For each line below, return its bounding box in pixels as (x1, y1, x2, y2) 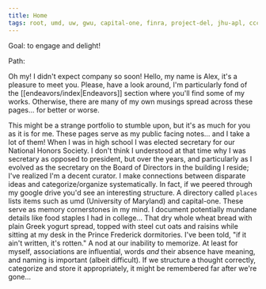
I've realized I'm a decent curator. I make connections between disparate (8, 171, 246, 181)
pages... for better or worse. (8, 105, 101, 115)
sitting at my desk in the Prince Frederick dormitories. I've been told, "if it (8, 230, 247, 239)
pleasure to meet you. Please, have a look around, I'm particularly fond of (8, 80, 248, 89)
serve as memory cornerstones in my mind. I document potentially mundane (8, 204, 257, 214)
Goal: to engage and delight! (8, 40, 101, 50)
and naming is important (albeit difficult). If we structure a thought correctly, (8, 255, 256, 264)
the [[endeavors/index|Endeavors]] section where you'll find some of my (8, 88, 245, 97)
